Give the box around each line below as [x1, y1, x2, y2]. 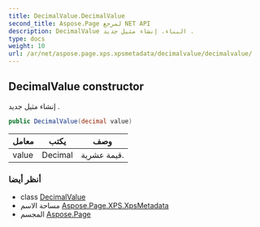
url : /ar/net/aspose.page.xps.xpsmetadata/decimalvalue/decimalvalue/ [8, 50, 253, 58]
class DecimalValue [19, 192, 86, 202]
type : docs [8, 34, 45, 43]
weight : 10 [8, 42, 45, 50]
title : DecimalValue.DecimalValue [8, 11, 126, 20]
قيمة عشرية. [80, 149, 124, 160]
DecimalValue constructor [8, 80, 145, 94]
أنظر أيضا [8, 173, 41, 185]
